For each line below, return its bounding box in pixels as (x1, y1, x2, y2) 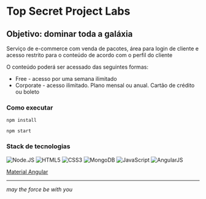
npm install (6, 118, 37, 124)
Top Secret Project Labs (6, 4, 131, 18)
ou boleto (15, 88, 40, 96)
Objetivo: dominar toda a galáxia (6, 29, 133, 39)
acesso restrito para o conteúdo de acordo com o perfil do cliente (6, 51, 173, 59)
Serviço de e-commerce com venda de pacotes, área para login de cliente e (6, 45, 199, 52)
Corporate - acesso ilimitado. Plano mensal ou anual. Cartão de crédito (15, 81, 195, 89)
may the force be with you (6, 186, 73, 193)
